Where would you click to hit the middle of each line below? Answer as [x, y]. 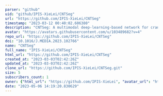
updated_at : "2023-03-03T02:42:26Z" [42, 64]
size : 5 [13, 73]
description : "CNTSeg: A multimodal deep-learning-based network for [77, 28]
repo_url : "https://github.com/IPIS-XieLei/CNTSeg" [58, 37]
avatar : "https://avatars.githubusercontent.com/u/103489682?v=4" [73, 32]
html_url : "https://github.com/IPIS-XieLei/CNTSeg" [58, 55]
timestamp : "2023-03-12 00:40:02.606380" [48, 23]
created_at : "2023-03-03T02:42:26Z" [42, 59]
